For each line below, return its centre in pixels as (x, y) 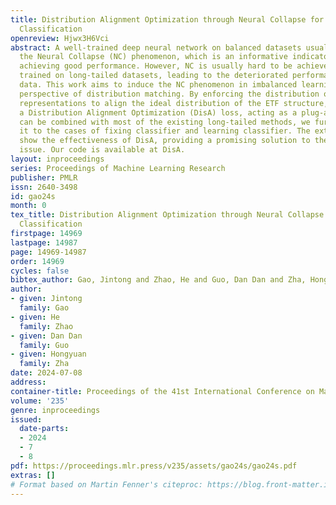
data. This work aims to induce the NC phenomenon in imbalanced (158, 85)
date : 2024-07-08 (46, 373)
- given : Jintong (46, 299)
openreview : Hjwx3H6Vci (60, 38)
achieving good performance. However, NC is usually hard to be (156, 66)
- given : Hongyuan (48, 354)
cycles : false (40, 271)
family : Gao (44, 308)
